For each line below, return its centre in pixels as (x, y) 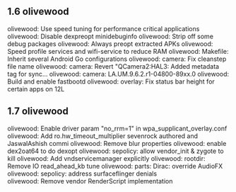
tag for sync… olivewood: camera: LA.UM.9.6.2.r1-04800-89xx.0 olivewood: (118, 74)
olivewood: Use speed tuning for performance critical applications (104, 28)
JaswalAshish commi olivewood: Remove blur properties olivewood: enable (117, 143)
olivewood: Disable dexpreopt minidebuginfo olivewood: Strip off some (111, 36)
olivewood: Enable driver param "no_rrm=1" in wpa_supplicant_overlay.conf (117, 128)
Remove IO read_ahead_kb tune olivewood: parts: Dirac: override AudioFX (115, 166)
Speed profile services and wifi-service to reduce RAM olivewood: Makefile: (118, 51)
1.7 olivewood (38, 112)
